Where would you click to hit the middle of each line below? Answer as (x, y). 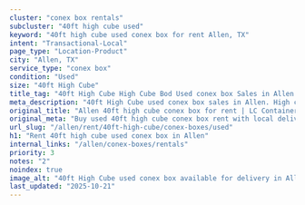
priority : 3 (32, 152)
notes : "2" (30, 161)
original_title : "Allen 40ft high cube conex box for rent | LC (133, 111)
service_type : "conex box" (60, 69)
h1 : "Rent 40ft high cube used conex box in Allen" (109, 136)
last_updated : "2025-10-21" (63, 187)
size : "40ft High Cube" (54, 85)
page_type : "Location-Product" (69, 52)
